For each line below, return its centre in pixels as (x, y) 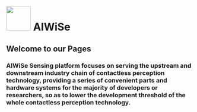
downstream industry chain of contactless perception (85, 73)
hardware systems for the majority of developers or (82, 87)
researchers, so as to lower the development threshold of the (96, 95)
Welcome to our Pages (49, 49)
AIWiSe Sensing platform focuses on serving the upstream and (99, 65)
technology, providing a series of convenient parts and (87, 80)
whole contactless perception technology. (69, 102)
